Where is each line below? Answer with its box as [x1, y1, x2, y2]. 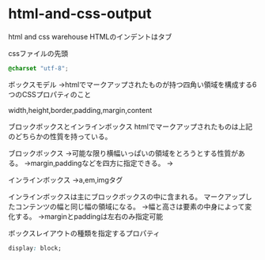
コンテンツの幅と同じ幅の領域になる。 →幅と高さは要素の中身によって [14, 202, 245, 211]
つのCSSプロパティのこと [8, 89, 92, 99]
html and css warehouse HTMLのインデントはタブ [8, 32, 172, 41]
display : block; [8, 244, 62, 252]
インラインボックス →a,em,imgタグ [8, 175, 123, 184]
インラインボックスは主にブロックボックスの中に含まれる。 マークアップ [8, 191, 246, 202]
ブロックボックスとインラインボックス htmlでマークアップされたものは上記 [8, 122, 253, 131]
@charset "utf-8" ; [8, 64, 69, 72]
